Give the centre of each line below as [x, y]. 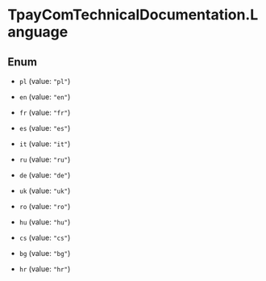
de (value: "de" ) [45, 175]
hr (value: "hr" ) [45, 269]
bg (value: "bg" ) [45, 253]
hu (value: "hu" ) [45, 222]
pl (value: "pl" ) [45, 81]
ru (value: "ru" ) [45, 159]
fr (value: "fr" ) [45, 112]
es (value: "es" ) [45, 128]
